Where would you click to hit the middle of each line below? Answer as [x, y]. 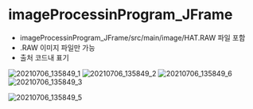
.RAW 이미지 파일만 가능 [57, 47]
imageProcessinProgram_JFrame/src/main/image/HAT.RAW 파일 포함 [132, 37]
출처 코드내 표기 [44, 57]
